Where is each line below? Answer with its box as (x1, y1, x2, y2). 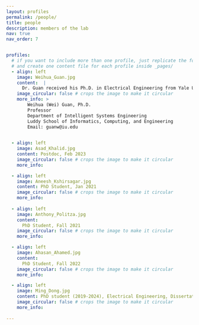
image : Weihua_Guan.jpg (17, 74, 76, 80)
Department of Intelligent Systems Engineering (27, 113, 147, 119)
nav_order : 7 (6, 36, 38, 42)
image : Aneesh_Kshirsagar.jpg (17, 179, 92, 184)
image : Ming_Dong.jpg (17, 288, 70, 294)
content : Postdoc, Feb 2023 (17, 151, 86, 157)
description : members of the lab (6, 25, 89, 31)
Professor (27, 107, 52, 113)
